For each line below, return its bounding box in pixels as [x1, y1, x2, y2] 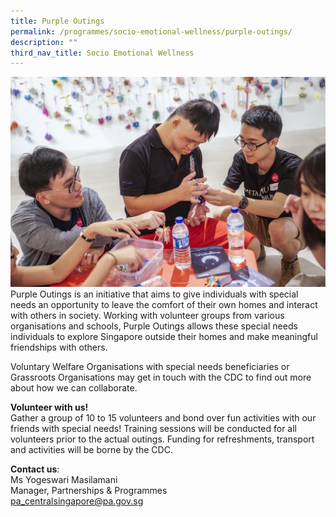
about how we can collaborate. [10, 382, 138, 394]
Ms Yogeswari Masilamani [10, 474, 118, 486]
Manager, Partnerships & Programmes [10, 485, 168, 497]
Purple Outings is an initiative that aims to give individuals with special [10, 288, 299, 300]
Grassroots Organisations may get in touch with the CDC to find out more [10, 371, 312, 384]
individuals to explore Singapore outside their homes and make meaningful [10, 331, 318, 343]
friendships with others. [10, 341, 108, 354]
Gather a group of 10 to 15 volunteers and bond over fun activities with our [10, 412, 317, 424]
